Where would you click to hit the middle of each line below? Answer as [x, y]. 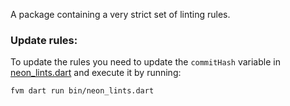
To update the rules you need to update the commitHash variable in [145, 62]
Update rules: [44, 40]
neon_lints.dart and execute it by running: [96, 73]
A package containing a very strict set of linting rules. [120, 14]
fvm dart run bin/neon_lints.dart [82, 91]
